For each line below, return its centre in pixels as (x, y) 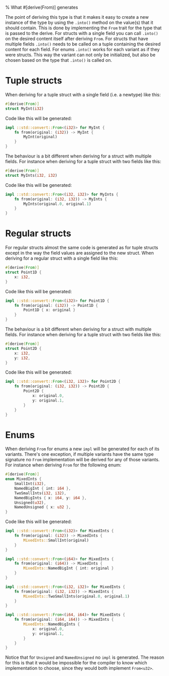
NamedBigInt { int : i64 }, (43, 488)
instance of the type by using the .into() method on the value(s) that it (79, 23)
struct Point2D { (23, 348)
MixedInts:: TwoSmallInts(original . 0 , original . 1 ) (76, 596)
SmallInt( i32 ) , (30, 484)
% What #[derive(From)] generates (42, 7)
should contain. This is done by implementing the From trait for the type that (83, 28)
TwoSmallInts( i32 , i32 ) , (40, 493)
